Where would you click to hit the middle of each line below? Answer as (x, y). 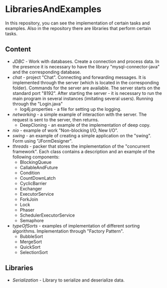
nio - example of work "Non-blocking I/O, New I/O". (65, 130)
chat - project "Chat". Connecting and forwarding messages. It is (79, 77)
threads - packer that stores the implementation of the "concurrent (81, 146)
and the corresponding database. (47, 72)
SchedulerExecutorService (47, 215)
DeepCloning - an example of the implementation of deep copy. (85, 125)
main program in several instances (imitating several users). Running (83, 98)
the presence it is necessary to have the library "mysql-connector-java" (86, 66)
